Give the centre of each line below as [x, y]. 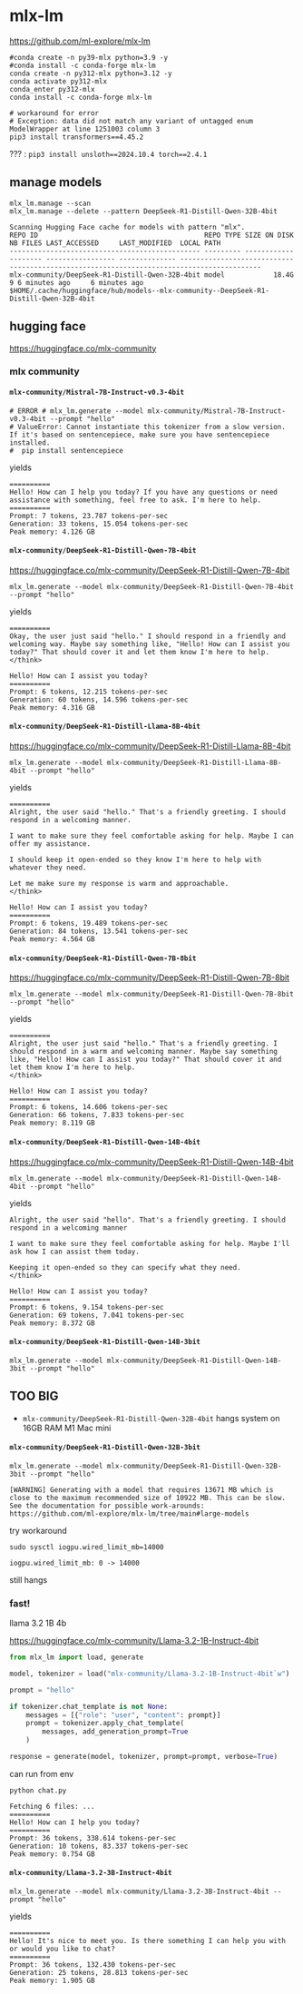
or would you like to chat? [63, 1949]
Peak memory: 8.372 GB [52, 1323]
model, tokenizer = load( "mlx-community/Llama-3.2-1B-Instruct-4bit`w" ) [150, 1674]
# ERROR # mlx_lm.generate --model [77, 411]
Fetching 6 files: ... [52, 1806]
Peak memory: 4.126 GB [52, 532]
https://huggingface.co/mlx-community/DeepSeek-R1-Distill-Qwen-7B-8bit [150, 977]
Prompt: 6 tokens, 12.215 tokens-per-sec [89, 692]
